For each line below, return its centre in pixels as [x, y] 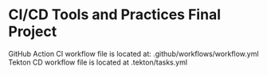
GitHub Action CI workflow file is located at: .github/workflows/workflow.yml [133, 53]
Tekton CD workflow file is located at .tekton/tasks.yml [98, 62]
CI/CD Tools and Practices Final [115, 15]
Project [33, 32]
